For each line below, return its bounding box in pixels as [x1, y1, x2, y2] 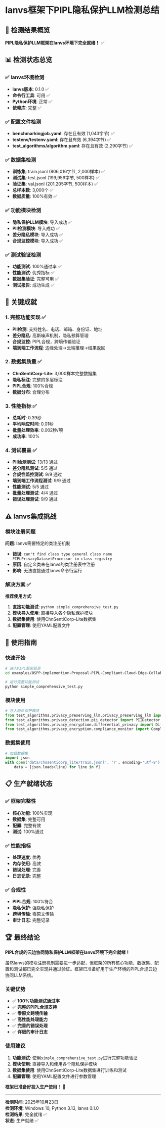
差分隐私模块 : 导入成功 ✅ [12, 231, 63, 238]
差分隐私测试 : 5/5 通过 [12, 465, 58, 471]
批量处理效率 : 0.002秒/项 [12, 427, 63, 433]
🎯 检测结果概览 [5, 26, 50, 34]
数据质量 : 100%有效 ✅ [12, 194, 58, 199]
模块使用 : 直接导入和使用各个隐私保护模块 [12, 1061, 97, 1067]
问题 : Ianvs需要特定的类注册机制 [5, 540, 71, 546]
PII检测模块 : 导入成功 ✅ [12, 225, 60, 231]
